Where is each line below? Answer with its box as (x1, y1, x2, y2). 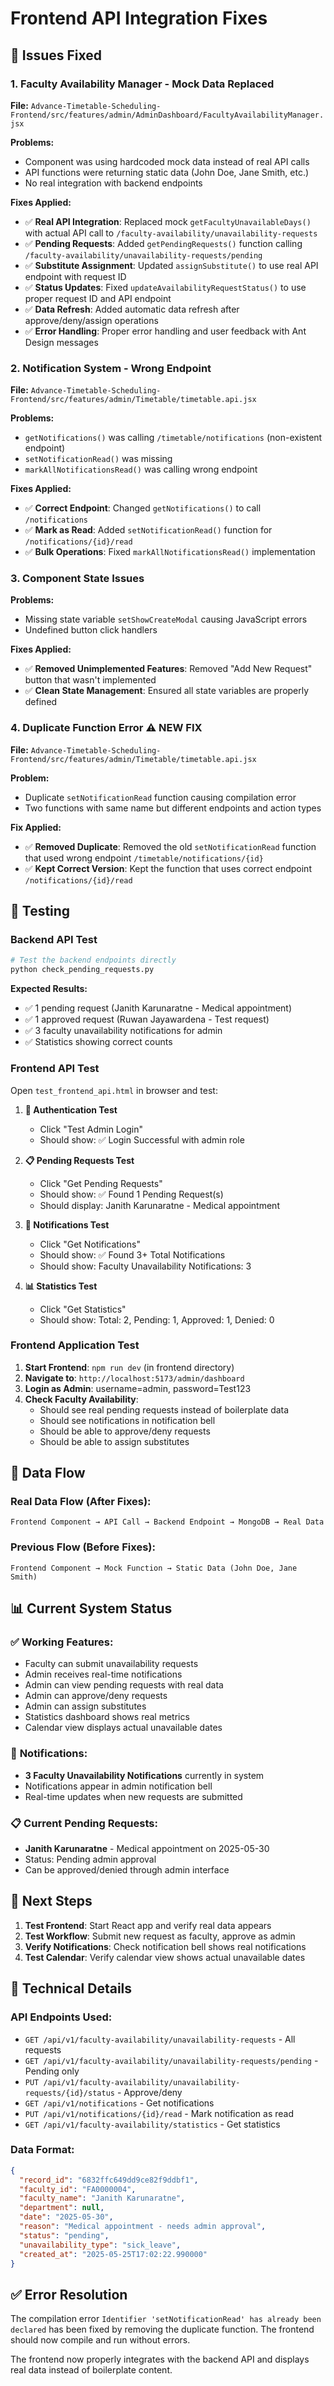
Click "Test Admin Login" (39, 1123, 143, 1135)
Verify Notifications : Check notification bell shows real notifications (24, 1940, 307, 1952)
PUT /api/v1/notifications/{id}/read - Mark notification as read (24, 2107, 295, 2119)
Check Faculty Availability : (24, 1393, 139, 1405)
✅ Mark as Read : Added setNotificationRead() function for (24, 524, 273, 536)
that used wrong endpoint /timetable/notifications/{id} (24, 852, 264, 864)
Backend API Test (10, 933, 98, 947)
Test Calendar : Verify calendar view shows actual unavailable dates (24, 1951, 306, 1963)
